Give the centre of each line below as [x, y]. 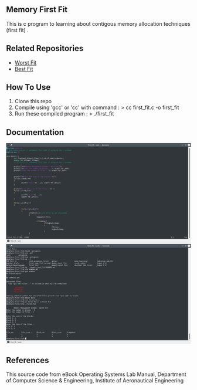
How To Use [28, 87]
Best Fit [24, 69]
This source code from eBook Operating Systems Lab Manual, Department [96, 374]
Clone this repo [33, 101]
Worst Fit [26, 62]
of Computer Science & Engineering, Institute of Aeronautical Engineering [95, 381]
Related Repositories [45, 48]
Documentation [35, 132]
